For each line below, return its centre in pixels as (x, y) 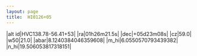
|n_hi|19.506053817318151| (39, 46)
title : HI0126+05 (29, 17)
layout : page (22, 11)
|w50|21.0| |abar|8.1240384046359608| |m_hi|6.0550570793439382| (92, 40)
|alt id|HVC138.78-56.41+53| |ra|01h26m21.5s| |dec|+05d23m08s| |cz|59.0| (99, 34)
